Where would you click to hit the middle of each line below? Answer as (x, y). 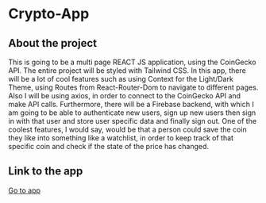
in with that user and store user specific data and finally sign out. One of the (132, 121)
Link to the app (46, 171)
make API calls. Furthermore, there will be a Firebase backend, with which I (131, 104)
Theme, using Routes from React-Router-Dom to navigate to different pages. (133, 87)
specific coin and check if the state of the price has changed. (108, 146)
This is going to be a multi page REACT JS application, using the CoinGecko (132, 62)
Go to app (25, 190)
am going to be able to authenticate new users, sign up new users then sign (132, 113)
